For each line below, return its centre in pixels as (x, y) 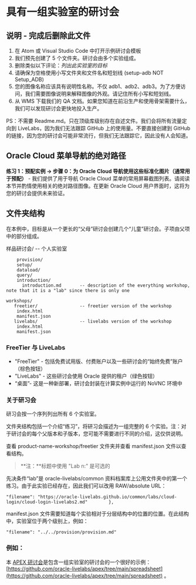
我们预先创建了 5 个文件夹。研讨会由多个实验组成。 (77, 58)
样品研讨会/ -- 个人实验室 (37, 248)
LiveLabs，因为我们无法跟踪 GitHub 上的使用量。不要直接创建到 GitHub (104, 128)
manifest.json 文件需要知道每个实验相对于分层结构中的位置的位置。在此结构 (98, 514)
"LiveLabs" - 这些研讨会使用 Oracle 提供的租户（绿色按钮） (86, 376)
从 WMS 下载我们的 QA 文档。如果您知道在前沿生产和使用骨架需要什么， (102, 101)
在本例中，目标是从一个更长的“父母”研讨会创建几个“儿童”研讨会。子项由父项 (98, 228)
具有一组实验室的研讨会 (63, 12)
